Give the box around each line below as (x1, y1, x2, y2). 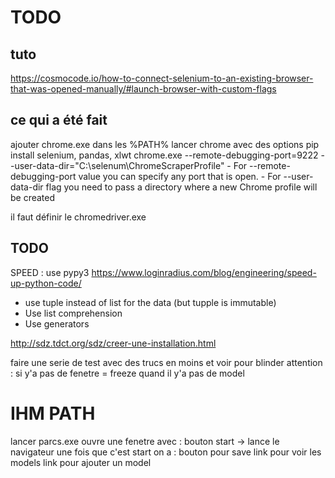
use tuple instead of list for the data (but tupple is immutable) (24, 296, 277, 308)
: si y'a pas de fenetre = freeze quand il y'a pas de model (10, 367, 245, 379)
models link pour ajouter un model (10, 456, 152, 468)
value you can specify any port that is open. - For (78, 170, 282, 182)
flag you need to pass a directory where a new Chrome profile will (45, 181, 318, 193)
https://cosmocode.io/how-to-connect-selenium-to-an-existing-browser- (10, 72, 314, 84)
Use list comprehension (24, 307, 123, 319)
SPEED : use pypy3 (10, 266, 90, 278)
